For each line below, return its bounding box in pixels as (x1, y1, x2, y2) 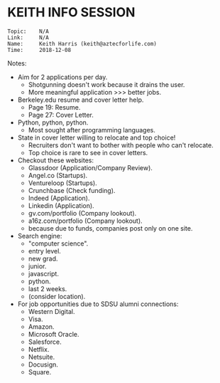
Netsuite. (28, 352, 55, 361)
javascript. (28, 269, 59, 278)
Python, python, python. (17, 118, 89, 127)
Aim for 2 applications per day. (17, 73, 108, 81)
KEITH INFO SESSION (7, 4, 136, 21)
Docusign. (28, 360, 59, 369)
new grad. (28, 254, 58, 263)
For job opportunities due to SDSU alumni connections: (17, 300, 179, 308)
